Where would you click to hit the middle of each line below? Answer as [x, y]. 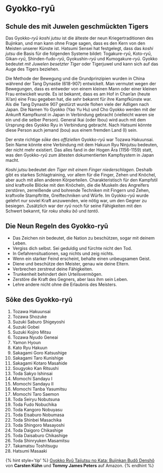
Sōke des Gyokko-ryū [39, 300]
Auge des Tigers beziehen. [33, 69]
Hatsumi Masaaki [30, 451]
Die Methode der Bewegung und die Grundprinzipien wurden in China [75, 79]
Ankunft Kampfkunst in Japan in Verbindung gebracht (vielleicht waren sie [80, 114]
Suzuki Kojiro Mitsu [32, 332]
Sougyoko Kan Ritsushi [35, 368]
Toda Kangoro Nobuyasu [37, 409]
